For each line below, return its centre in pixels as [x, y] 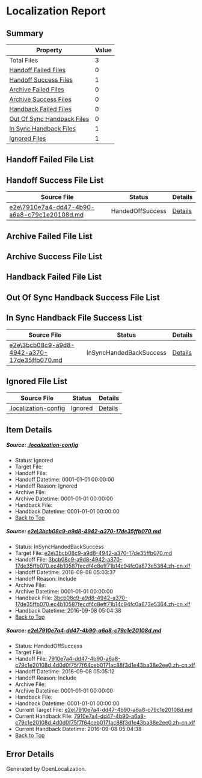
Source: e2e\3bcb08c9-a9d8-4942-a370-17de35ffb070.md [84, 531]
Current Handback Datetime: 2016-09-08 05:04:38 [78, 729]
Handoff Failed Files [38, 70]
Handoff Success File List [55, 180]
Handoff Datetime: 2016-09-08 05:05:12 [65, 671]
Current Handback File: [44, 716]
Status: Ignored [34, 460]
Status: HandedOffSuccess [49, 646]
